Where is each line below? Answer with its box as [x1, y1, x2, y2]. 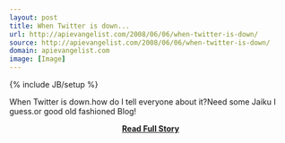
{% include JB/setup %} [9, 80, 99, 89]
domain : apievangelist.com [9, 46, 110, 55]
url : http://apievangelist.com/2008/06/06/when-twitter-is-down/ [9, 29, 258, 38]
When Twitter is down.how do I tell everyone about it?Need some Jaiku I [9, 97, 276, 107]
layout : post [9, 13, 58, 22]
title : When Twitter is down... [9, 21, 130, 30]
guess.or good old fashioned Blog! [9, 106, 137, 116]
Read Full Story [121, 123, 180, 134]
